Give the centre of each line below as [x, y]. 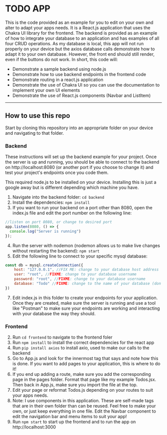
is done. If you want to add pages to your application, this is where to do [86, 364]
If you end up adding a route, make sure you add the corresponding [82, 374]
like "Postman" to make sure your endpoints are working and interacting [86, 308]
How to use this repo [38, 116]
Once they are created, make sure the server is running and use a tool [84, 303]
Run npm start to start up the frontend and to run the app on [74, 422]
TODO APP [28, 9]
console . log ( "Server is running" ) [45, 231]
